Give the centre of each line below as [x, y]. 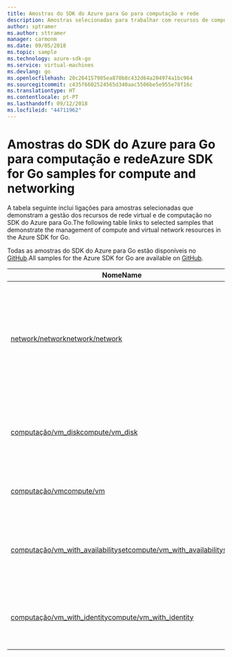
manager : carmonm [32, 39]
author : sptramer [32, 26]
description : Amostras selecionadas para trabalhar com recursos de [108, 20]
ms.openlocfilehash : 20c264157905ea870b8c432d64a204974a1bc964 [100, 78]
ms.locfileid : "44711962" [44, 110]
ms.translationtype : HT [41, 91]
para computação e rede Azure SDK [110, 159]
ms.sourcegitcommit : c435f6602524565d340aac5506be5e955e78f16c [100, 84]
